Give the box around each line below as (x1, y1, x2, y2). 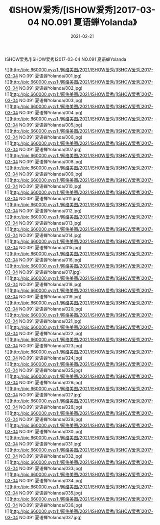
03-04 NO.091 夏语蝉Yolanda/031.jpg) (5, 441, 82, 446)
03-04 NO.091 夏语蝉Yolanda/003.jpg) (5, 97, 83, 103)
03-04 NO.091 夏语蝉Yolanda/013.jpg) (5, 220, 82, 226)
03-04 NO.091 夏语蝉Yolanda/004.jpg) (5, 109, 83, 115)
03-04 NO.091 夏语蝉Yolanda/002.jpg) (5, 85, 83, 91)
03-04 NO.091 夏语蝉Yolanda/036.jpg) (5, 502, 83, 508)
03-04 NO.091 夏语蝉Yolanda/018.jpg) (5, 281, 82, 287)
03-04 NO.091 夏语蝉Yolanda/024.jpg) (5, 355, 83, 361)
